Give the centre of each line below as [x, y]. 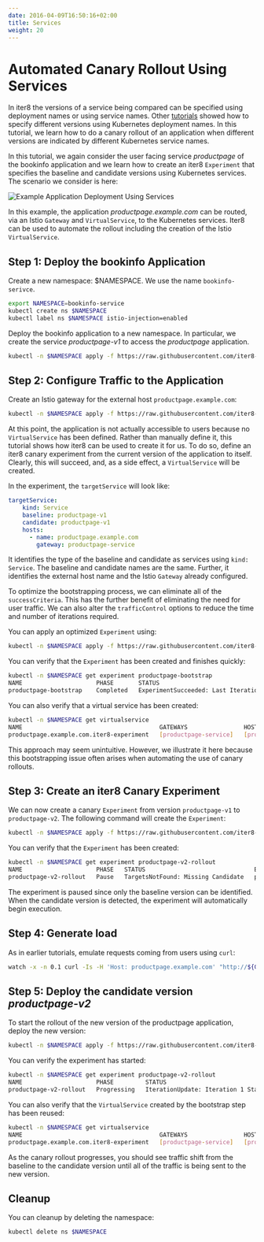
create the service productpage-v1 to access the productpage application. [129, 341]
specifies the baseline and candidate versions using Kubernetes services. [127, 173]
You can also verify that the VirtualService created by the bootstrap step [127, 1104]
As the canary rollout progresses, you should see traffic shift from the [121, 1157]
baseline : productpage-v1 [65, 515]
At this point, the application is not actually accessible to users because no [129, 429]
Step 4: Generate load [63, 934]
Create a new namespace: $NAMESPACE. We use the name [105, 281]
